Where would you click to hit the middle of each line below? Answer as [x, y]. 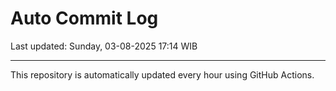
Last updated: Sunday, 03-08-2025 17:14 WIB [104, 46]
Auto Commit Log [84, 18]
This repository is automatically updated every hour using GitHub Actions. [162, 74]
